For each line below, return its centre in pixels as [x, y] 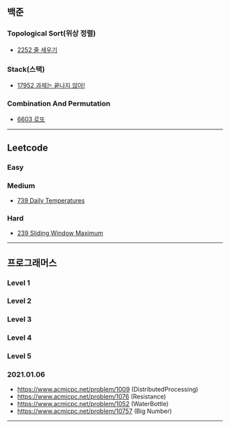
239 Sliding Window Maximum [60, 233]
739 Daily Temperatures [51, 200]
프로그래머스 [32, 263]
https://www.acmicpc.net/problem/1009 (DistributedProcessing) [107, 390]
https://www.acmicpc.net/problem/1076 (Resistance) [91, 396]
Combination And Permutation [59, 103]
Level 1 [19, 283]
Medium [21, 186]
